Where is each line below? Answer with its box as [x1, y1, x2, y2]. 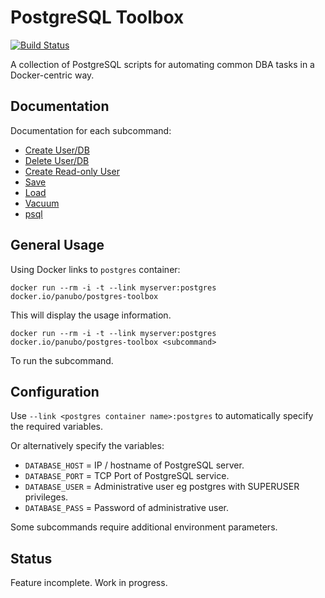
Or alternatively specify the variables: [10, 440, 165, 452]
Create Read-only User [24, 165, 120, 177]
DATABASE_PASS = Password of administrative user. [24, 502, 230, 514]
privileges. [24, 491, 69, 503]
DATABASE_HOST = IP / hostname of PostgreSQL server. [24, 459, 245, 471]
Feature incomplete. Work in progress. [10, 577, 168, 589]
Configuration [10, 383, 100, 400]
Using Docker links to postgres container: [10, 263, 181, 275]
